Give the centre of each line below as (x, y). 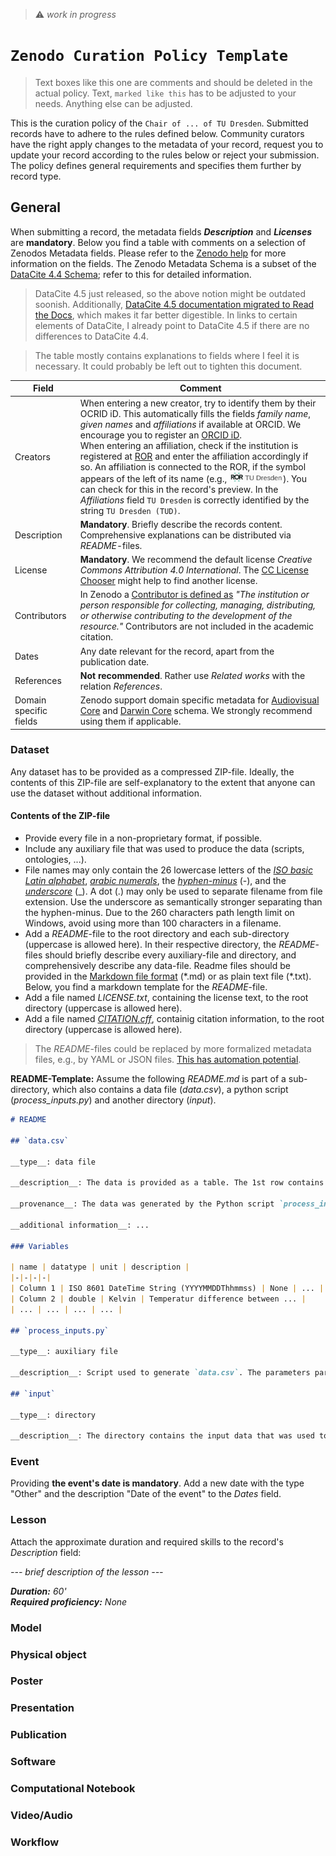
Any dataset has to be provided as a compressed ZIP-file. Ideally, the (152, 771)
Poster (26, 1681)
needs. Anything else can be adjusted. (113, 103)
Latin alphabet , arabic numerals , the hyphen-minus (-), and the (155, 880)
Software (33, 1762)
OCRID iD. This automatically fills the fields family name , (195, 413)
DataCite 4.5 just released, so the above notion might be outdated (170, 293)
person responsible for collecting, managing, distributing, (198, 605)
